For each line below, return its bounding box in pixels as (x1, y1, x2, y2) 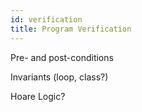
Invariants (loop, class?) (10, 71, 109, 83)
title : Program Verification (10, 24, 132, 34)
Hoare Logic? (10, 90, 66, 102)
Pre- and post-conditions (10, 51, 114, 63)
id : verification (10, 14, 83, 25)
